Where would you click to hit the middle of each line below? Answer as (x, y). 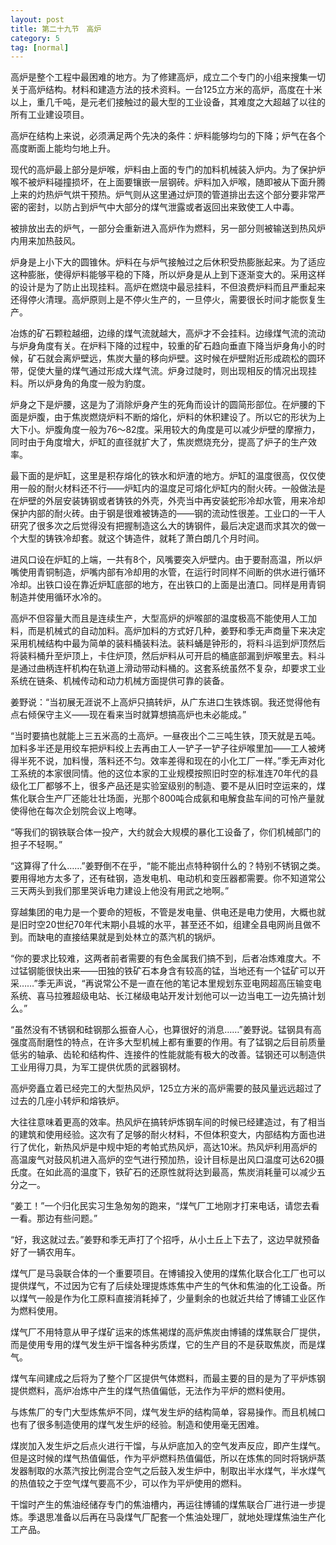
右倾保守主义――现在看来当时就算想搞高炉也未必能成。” (132, 715)
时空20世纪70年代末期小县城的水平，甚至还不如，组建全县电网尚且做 (169, 925)
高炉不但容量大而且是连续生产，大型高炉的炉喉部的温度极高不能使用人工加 (163, 618)
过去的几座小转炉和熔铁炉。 (67, 1101)
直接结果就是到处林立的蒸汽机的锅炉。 (141, 937)
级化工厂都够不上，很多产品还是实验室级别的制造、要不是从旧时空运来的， (163, 786)
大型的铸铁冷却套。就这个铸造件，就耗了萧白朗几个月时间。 (141, 538)
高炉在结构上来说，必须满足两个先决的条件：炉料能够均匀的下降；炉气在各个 (168, 136)
